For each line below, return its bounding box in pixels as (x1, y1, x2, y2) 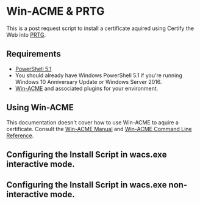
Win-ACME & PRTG (6, 4, 105, 18)
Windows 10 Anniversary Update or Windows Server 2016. (15, 78, 162, 85)
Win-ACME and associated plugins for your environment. (15, 85, 159, 92)
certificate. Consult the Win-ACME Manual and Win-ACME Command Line (6, 125, 192, 132)
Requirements (6, 49, 61, 59)
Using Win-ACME (6, 102, 74, 113)
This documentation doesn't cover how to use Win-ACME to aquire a (6, 118, 179, 126)
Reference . (6, 132, 34, 139)
